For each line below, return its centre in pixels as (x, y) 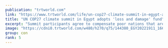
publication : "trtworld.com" (35, 10)
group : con (16, 33)
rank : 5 (13, 38)
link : (11, 14)
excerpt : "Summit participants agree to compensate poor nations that (80, 24)
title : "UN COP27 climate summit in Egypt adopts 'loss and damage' (78, 19)
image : (12, 28)
